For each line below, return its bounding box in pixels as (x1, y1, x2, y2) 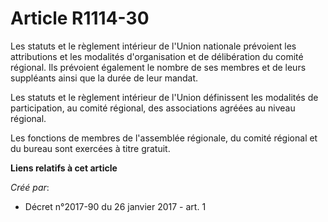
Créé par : (10, 181, 50, 193)
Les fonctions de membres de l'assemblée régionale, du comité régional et (10, 132, 318, 144)
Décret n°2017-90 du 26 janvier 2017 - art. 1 (24, 200, 207, 212)
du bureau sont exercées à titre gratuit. (10, 142, 171, 154)
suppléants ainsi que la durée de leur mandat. (10, 72, 199, 84)
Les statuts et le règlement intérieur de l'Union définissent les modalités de (10, 91, 319, 103)
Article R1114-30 (10, 7, 150, 30)
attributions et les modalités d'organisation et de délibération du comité (10, 50, 304, 62)
